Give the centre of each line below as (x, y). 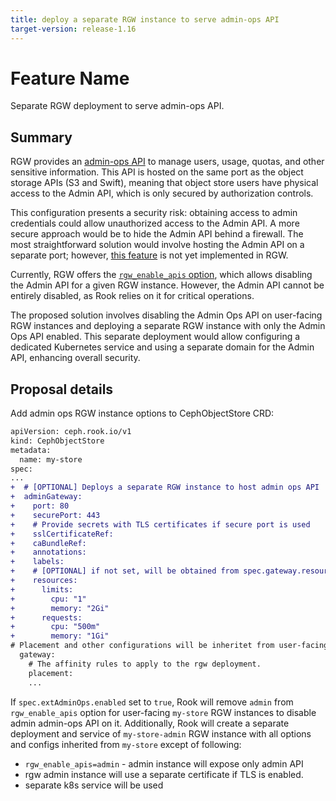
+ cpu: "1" (48, 599)
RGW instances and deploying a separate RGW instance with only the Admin (168, 326)
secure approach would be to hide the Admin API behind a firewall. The (157, 234)
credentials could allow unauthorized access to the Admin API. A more (155, 223)
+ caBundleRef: (48, 543)
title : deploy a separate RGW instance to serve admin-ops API (145, 19)
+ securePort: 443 (55, 515)
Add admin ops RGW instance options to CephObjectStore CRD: (142, 413)
